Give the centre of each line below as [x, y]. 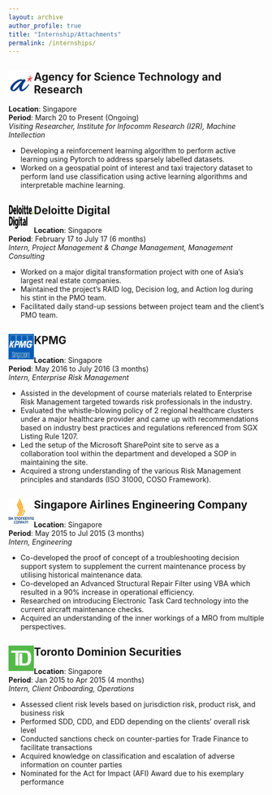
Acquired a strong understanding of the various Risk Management [130, 470]
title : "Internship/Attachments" [65, 34]
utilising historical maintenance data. [82, 575]
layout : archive [36, 17]
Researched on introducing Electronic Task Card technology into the [134, 600]
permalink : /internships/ [52, 43]
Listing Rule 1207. [49, 436]
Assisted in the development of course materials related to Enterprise [136, 393]
